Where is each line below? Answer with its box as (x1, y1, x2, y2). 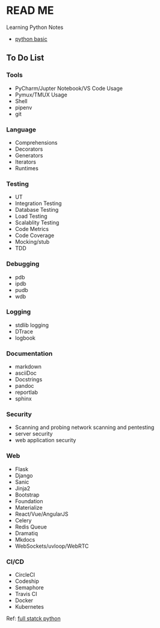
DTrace (14, 328, 34, 335)
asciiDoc (14, 369, 37, 377)
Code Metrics (14, 226, 49, 233)
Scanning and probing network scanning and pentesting (14, 423, 155, 431)
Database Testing (14, 206, 59, 214)
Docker (14, 597, 34, 604)
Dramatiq (14, 529, 38, 537)
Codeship (14, 577, 39, 585)
